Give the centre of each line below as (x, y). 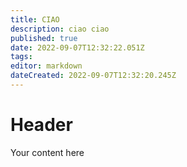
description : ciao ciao (60, 29)
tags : (21, 57)
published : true (44, 38)
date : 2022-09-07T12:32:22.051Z (77, 47)
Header (41, 125)
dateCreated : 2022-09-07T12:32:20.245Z (93, 76)
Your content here (47, 152)
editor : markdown (46, 66)
